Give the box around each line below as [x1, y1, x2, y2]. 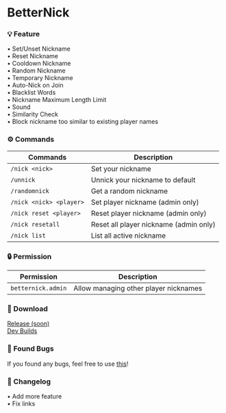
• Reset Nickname [7, 52, 59, 60]
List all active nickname [90, 231, 166, 240]
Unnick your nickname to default [90, 175, 196, 184]
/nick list [10, 231, 46, 239]
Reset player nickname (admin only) [90, 208, 207, 218]
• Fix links [7, 399, 36, 408]
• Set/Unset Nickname [7, 45, 71, 53]
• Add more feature [7, 392, 62, 400]
